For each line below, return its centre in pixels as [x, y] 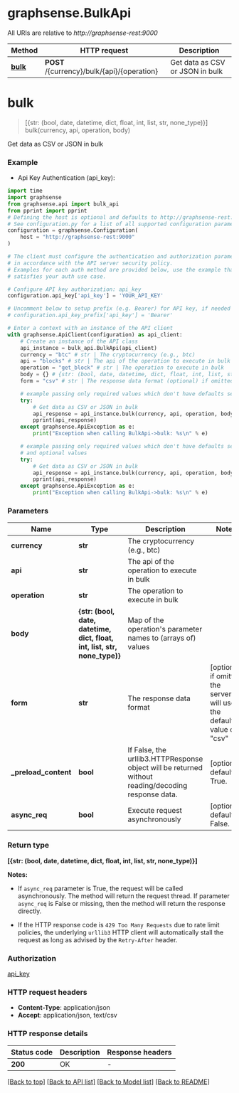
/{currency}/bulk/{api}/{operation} [102, 71]
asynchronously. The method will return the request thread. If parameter [123, 896]
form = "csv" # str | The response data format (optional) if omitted [127, 381]
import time [25, 191]
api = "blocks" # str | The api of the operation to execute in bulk [126, 361]
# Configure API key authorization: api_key [74, 289]
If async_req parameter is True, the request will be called [100, 888]
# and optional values [54, 453]
